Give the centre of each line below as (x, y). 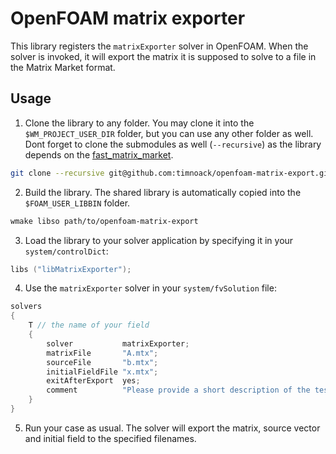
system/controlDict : (66, 251)
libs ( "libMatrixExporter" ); (71, 269)
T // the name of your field (89, 325)
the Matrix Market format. (63, 67)
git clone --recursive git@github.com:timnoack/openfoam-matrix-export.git (171, 173)
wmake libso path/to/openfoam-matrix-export (104, 221)
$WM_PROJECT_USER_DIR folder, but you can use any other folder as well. (169, 133)
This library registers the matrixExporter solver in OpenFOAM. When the (159, 46)
